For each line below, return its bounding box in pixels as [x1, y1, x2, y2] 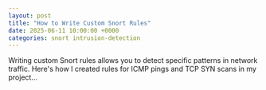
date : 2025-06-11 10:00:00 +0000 [8, 26, 119, 34]
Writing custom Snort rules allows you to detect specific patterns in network [8, 56, 258, 65]
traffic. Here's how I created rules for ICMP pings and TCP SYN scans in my [8, 65, 257, 74]
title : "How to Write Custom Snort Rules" [8, 19, 151, 27]
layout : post [8, 11, 52, 20]
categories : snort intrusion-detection [8, 33, 141, 42]
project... [8, 72, 38, 82]
